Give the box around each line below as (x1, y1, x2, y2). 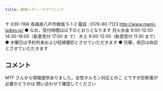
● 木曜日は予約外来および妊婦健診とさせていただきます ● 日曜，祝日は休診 (5, 39, 158, 45)
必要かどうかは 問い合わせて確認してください (5, 81, 96, 87)
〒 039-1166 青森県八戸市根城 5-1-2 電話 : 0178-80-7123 (5, 21, 118, 27)
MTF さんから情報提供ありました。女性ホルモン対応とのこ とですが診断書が (5, 75, 158, 81)
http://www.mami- (119, 21, 157, 27)
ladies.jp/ (5, 27, 23, 33)
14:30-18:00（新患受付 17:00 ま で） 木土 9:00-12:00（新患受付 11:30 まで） (5, 33, 158, 39)
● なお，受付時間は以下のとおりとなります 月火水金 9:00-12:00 (24, 27, 153, 33)
